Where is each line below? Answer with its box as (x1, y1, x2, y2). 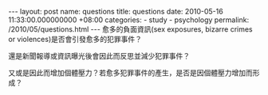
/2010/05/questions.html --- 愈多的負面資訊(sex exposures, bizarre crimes (8, 25, 253, 34)
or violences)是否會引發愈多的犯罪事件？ (8, 35, 142, 44)
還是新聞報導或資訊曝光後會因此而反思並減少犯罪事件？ (8, 51, 190, 60)
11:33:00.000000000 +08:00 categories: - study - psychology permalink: (8, 15, 250, 25)
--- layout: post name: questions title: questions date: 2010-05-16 (8, 7, 223, 16)
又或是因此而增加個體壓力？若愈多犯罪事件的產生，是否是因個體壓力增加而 (8, 68, 253, 78)
